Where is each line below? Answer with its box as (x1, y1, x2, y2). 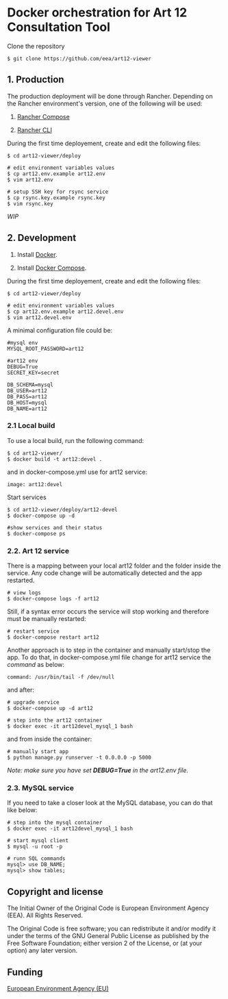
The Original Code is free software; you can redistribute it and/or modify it (7, 924, 216, 933)
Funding (7, 966, 43, 978)
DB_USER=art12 (7, 387, 48, 394)
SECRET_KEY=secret (7, 369, 60, 376)
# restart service (7, 628, 60, 635)
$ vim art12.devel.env (7, 314, 72, 321)
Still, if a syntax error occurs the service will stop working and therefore (7, 607, 210, 616)
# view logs (7, 590, 41, 596)
